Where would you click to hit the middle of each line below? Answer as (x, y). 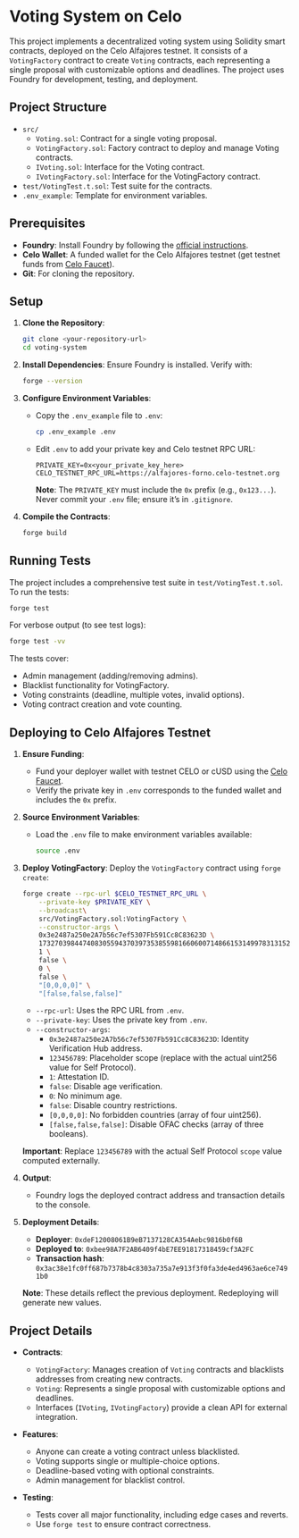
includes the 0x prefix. (76, 800)
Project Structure (58, 108)
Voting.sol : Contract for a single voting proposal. (126, 138)
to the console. (63, 1205)
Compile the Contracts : (66, 517)
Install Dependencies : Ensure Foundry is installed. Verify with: (137, 365)
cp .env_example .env (75, 432)
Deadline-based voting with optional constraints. (125, 1471)
